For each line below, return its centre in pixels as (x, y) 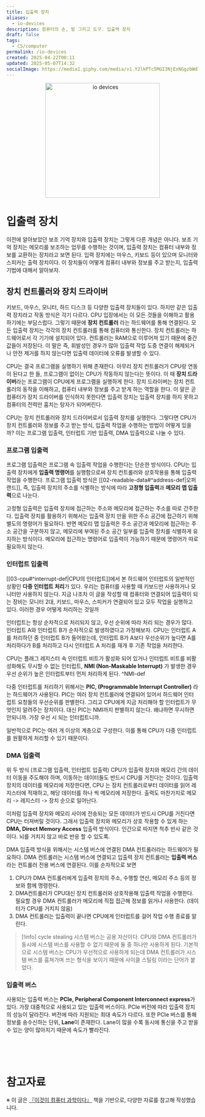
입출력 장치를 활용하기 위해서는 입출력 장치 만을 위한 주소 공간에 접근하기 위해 (106, 516)
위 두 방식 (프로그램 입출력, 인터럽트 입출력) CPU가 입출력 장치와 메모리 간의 (97, 770)
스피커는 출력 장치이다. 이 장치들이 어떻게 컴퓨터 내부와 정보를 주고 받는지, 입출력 (102, 263)
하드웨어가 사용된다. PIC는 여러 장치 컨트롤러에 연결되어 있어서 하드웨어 (98, 694)
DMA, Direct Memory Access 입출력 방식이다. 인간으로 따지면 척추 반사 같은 (99, 829)
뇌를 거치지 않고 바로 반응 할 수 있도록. (65, 836)
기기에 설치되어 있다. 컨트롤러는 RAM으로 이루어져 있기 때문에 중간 (118, 338)
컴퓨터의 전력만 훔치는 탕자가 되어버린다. (54, 404)
